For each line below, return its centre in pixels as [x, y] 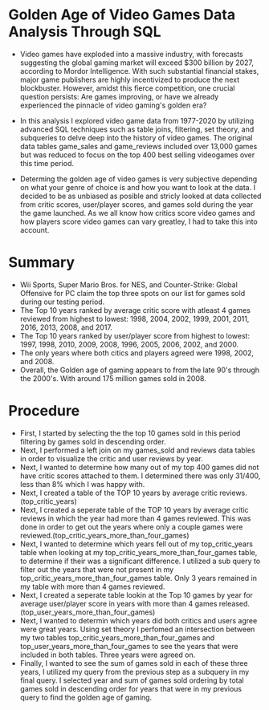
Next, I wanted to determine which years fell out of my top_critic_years [136, 544]
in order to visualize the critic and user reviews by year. [111, 458]
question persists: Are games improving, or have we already [119, 96]
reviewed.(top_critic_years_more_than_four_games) [105, 535]
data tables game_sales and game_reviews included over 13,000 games [139, 146]
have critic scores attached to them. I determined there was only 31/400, [140, 476]
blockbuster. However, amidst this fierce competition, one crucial [127, 88]
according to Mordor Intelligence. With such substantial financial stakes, [139, 71]
